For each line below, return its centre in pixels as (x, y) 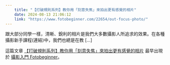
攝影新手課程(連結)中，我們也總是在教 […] (49, 40)
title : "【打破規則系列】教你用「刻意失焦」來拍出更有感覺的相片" (75, 10)
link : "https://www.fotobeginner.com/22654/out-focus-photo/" (81, 19)
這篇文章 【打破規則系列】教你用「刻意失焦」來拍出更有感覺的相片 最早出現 (84, 51)
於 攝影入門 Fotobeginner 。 (34, 57)
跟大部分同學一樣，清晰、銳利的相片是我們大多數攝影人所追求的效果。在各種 (85, 34)
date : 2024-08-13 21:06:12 (43, 14)
